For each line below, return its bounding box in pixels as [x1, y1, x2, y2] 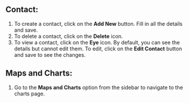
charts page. [14, 90, 45, 97]
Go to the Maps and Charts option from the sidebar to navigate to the [14, 84, 183, 91]
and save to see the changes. [14, 51, 86, 58]
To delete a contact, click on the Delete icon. [14, 32, 123, 40]
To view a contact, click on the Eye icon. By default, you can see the [14, 39, 180, 46]
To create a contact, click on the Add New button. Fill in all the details [14, 20, 183, 27]
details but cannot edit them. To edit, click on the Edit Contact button [14, 45, 183, 52]
